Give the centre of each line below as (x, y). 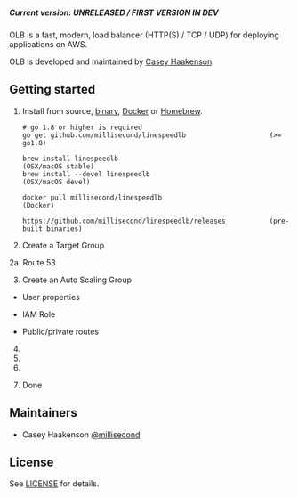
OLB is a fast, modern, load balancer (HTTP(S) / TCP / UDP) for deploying (145, 35)
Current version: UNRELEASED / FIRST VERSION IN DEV (114, 12)
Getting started (52, 90)
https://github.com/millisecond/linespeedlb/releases (124, 221)
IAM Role (39, 314)
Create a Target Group (63, 245)
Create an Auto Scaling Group (77, 280)
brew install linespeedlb (70, 159)
